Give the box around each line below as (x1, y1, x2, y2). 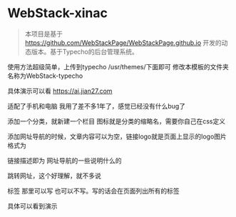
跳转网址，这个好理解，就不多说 (7, 171, 101, 180)
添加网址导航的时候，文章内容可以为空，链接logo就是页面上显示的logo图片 (7, 132, 227, 141)
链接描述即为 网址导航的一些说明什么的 (7, 156, 122, 165)
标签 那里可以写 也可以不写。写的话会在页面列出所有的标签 (7, 186, 180, 195)
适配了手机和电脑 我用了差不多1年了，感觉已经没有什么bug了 (7, 101, 186, 110)
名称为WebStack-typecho (7, 71, 83, 80)
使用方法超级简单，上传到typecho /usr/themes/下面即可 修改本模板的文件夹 (7, 62, 230, 71)
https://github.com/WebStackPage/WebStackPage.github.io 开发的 (24, 38, 222, 47)
